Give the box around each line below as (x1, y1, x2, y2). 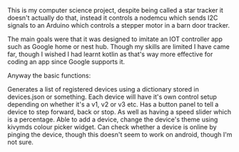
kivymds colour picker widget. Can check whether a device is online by (7, 123, 217, 131)
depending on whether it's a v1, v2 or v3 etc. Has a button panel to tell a (7, 100, 219, 109)
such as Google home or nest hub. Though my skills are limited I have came (7, 43, 230, 50)
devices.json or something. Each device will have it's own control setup (7, 92, 218, 101)
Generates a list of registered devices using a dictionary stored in (7, 85, 200, 93)
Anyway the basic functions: (7, 71, 91, 80)
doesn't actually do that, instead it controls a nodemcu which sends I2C (7, 13, 218, 22)
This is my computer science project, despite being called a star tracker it (7, 6, 223, 14)
